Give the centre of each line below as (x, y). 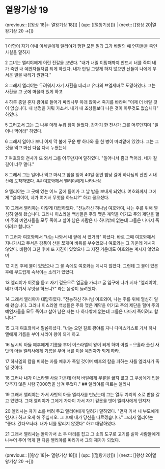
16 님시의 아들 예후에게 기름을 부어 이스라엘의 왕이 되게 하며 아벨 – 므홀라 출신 (80, 344)
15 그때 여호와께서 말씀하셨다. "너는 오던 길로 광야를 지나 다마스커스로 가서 (76, 328)
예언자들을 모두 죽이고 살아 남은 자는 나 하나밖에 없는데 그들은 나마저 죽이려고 (79, 311)
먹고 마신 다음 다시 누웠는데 (41, 147)
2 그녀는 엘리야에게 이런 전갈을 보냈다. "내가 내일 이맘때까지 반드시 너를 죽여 (78, 63)
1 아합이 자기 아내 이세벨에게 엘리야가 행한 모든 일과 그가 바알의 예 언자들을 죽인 (81, 46)
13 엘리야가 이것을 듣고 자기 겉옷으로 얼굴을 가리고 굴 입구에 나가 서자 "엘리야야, (82, 282)
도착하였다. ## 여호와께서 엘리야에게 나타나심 (57, 181)
